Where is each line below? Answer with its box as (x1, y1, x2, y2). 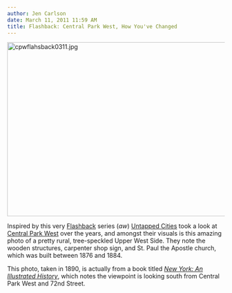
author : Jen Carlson (7, 10, 67, 17)
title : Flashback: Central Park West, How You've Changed (7, 23, 177, 30)
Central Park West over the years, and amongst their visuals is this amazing (7, 229, 222, 238)
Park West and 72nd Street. (7, 279, 86, 287)
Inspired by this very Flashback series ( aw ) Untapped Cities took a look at (7, 222, 217, 230)
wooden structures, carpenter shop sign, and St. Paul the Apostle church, (7, 244, 216, 252)
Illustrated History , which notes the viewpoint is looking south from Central (7, 272, 220, 281)
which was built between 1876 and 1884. (7, 252, 123, 260)
